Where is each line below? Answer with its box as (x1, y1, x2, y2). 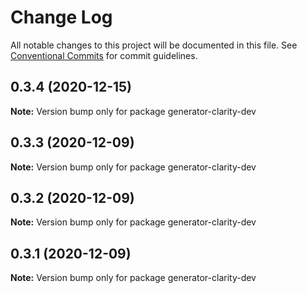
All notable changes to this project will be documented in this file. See (10, 39, 298, 51)
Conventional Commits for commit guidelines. (10, 49, 198, 61)
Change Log (10, 6, 113, 29)
